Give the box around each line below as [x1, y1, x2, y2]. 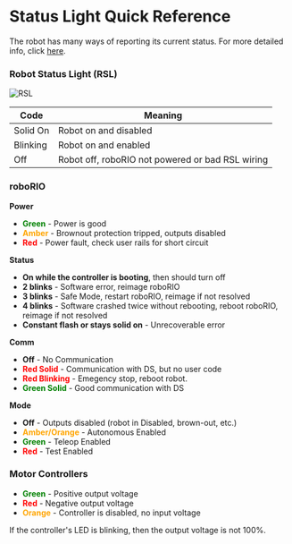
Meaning [144, 109, 183, 122]
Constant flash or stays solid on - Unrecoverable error [21, 319, 226, 330]
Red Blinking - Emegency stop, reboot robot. [21, 373, 188, 384]
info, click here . [9, 45, 66, 55]
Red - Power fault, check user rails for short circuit [21, 237, 209, 248]
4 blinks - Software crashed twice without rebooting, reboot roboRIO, [21, 300, 279, 310]
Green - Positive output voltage [21, 488, 138, 498]
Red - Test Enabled [21, 446, 94, 456]
